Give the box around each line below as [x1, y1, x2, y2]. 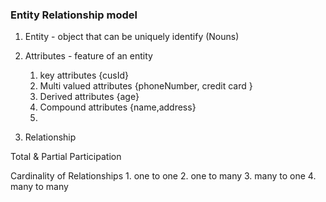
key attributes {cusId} [39, 69, 130, 82]
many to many [10, 181, 69, 193]
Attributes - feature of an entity [24, 50, 153, 62]
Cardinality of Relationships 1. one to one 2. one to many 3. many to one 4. [10, 170, 317, 182]
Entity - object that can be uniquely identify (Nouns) [24, 31, 240, 43]
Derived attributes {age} [39, 91, 140, 103]
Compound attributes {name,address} [39, 101, 197, 113]
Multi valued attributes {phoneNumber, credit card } [39, 80, 253, 92]
